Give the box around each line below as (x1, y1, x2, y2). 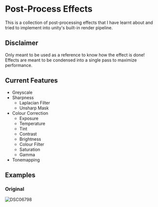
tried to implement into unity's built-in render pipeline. (5, 24, 113, 30)
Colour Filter (19, 141, 45, 147)
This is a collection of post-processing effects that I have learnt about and (5, 20, 153, 25)
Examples (5, 171, 35, 179)
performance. (5, 62, 33, 68)
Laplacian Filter (19, 100, 50, 105)
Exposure (19, 115, 39, 121)
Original (5, 186, 24, 192)
